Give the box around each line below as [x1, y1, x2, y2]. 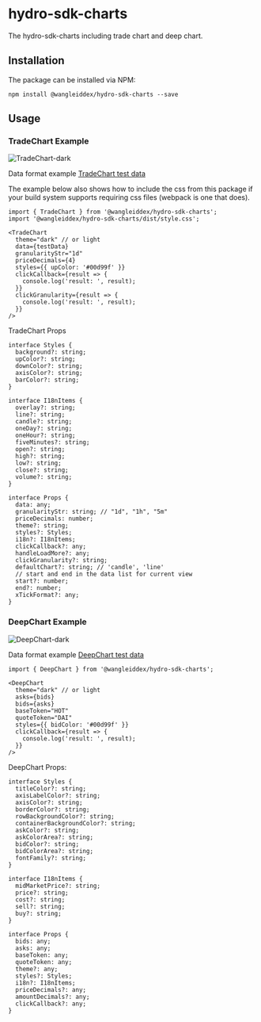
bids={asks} [15, 699, 55, 708]
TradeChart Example [8, 136, 89, 147]
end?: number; [15, 584, 62, 592]
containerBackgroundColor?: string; [15, 819, 136, 827]
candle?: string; [15, 418, 73, 426]
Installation [8, 54, 65, 67]
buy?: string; [15, 909, 62, 917]
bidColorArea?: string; [15, 847, 93, 855]
